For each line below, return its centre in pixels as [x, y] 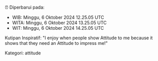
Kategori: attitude [23, 53]
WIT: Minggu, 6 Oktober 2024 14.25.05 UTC [58, 28]
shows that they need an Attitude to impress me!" [56, 43]
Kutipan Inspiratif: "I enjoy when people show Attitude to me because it [79, 38]
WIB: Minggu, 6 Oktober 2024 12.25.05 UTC [58, 17]
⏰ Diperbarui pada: [25, 7]
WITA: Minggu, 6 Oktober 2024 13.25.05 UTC [59, 23]
